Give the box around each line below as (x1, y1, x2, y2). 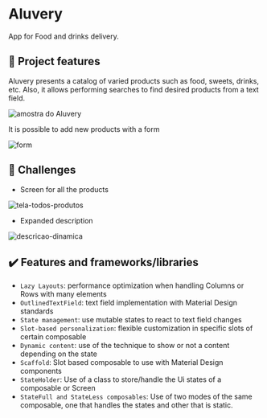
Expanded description (19, 215, 94, 225)
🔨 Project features (8, 55, 101, 68)
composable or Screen (19, 383, 96, 393)
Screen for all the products (19, 184, 109, 194)
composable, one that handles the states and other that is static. (19, 400, 233, 410)
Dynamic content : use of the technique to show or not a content (19, 341, 230, 350)
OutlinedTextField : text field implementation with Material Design (19, 298, 238, 308)
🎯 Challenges (8, 163, 76, 177)
